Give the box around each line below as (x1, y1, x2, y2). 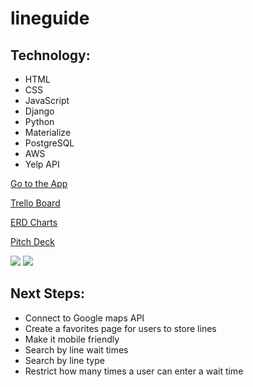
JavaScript (24, 95, 70, 106)
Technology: (10, 47, 91, 64)
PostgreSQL (24, 137, 75, 149)
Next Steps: (10, 285, 85, 302)
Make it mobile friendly (24, 333, 120, 345)
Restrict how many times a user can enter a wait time (24, 365, 244, 377)
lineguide (10, 7, 90, 30)
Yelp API (24, 158, 60, 170)
